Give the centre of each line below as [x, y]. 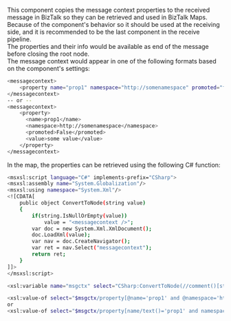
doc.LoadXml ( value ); [61, 235]
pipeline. [19, 39]
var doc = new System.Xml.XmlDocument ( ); [92, 229]
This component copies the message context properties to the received [109, 10]
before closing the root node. [48, 54]
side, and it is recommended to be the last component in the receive [104, 32]
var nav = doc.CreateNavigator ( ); [81, 241]
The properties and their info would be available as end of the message [108, 46]
